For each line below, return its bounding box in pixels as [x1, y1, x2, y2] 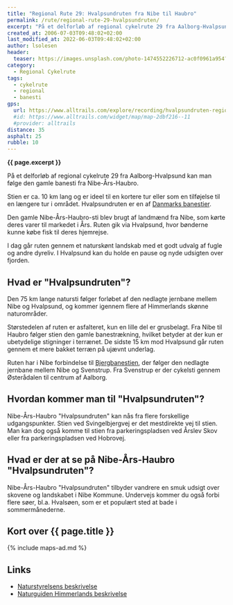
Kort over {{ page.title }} [7, 525, 114, 537]
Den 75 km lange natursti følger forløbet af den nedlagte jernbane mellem [7, 294, 217, 302]
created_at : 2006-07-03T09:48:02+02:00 [7, 29, 123, 37]
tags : [7, 74, 23, 82]
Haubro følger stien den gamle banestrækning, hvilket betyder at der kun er [7, 330, 223, 339]
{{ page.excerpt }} [7, 158, 62, 167]
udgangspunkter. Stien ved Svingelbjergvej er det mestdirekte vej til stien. [7, 419, 218, 427]
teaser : [13, 56, 36, 62]
